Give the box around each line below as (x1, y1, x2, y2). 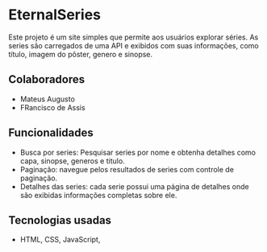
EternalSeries (8, 6, 102, 24)
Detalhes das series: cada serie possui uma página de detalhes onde (19, 181, 249, 191)
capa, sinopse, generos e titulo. (19, 155, 125, 166)
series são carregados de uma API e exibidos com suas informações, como (8, 40, 260, 50)
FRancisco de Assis (19, 102, 86, 112)
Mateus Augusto (19, 94, 75, 104)
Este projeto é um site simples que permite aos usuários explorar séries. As (8, 32, 259, 42)
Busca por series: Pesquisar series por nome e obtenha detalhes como (19, 147, 257, 157)
